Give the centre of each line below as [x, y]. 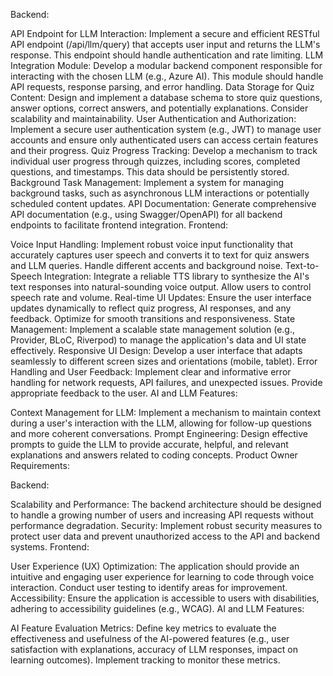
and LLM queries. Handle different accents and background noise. [146, 265]
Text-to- [302, 265]
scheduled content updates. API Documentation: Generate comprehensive [163, 203]
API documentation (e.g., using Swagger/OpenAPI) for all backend [146, 214]
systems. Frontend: [50, 547]
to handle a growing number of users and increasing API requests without [162, 515]
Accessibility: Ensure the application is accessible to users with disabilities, [165, 598]
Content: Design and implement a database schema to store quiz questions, [166, 97]
